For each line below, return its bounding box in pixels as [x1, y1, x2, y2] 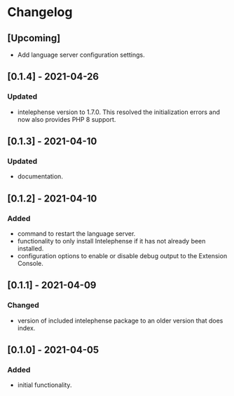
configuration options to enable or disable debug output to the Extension [17, 252, 228, 260]
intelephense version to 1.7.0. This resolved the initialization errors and [17, 108, 221, 116]
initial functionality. [17, 381, 72, 389]
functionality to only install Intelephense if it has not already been [17, 237, 206, 246]
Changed [7, 300, 40, 310]
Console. [17, 260, 44, 268]
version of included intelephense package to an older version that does [17, 316, 223, 325]
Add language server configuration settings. [17, 50, 145, 59]
